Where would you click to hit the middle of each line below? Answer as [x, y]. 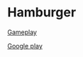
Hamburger [42, 12]
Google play [25, 46]
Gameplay [22, 32]
